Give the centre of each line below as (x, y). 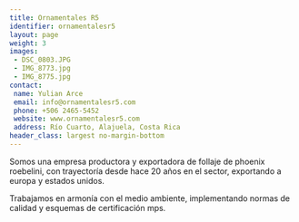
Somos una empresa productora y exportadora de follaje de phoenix (137, 161)
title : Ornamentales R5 (55, 18)
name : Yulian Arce (48, 93)
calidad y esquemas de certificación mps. (88, 208)
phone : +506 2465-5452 (56, 111)
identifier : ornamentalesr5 (63, 26)
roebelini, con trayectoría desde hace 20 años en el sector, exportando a (145, 171)
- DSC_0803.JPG (42, 60)
